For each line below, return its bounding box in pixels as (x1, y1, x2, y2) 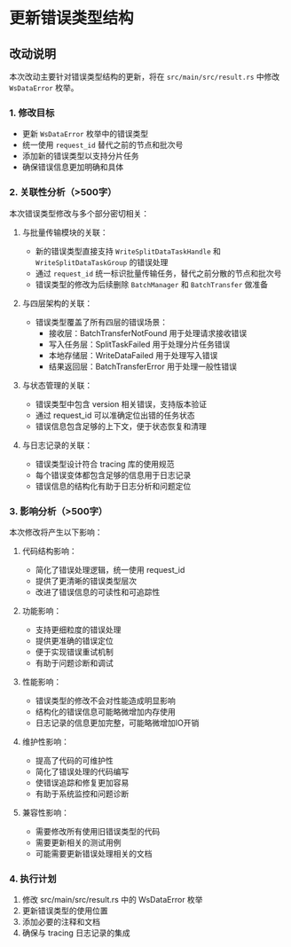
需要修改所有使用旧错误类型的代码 (35, 826, 161, 836)
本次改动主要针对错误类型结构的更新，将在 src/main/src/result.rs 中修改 (9, 72, 280, 82)
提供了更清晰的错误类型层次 (35, 575, 138, 586)
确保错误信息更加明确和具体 (21, 161, 124, 173)
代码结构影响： (21, 545, 77, 556)
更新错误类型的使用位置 (21, 905, 108, 916)
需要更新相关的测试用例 (35, 837, 122, 848)
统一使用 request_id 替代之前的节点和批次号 (21, 139, 184, 151)
